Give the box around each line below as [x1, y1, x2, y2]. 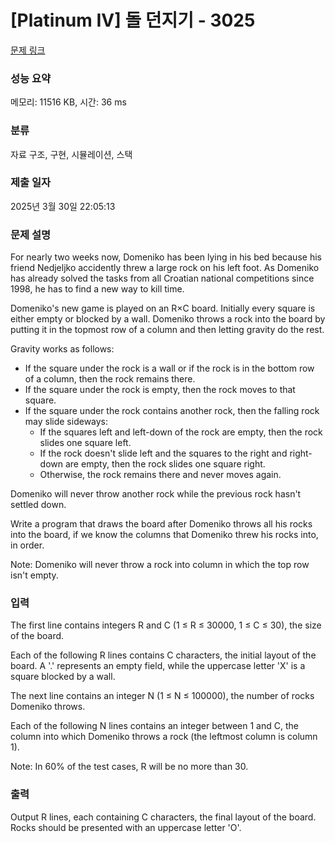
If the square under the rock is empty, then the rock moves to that [24, 384, 296, 396]
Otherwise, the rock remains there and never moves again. [39, 469, 282, 481]
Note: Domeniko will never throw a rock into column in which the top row [10, 559, 310, 571]
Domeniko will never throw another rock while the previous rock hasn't [10, 488, 302, 500]
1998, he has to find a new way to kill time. [10, 283, 185, 295]
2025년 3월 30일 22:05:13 [10, 200, 116, 212]
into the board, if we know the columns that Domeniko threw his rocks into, [10, 529, 319, 541]
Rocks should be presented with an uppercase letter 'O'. [10, 821, 242, 833]
